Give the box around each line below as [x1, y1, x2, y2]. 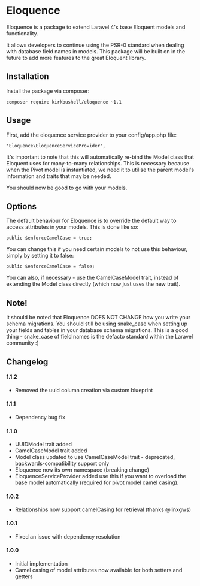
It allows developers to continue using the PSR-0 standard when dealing [6, 41, 184, 49]
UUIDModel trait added [14, 441, 72, 448]
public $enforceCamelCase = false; [6, 264, 95, 270]
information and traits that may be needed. [6, 172, 112, 180]
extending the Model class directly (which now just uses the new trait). [6, 280, 181, 288]
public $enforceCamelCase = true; [6, 235, 93, 241]
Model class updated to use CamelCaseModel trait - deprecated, [14, 454, 175, 461]
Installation [6, 71, 49, 81]
